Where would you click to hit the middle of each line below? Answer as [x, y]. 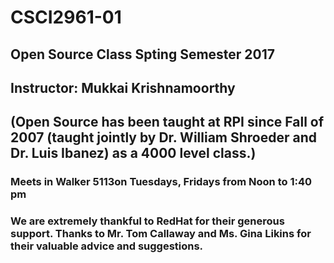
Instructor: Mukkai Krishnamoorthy [123, 87]
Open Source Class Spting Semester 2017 [143, 54]
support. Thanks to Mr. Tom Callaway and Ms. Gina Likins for [161, 234]
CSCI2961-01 [66, 17]
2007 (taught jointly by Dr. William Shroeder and [164, 137]
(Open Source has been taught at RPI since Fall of [167, 122]
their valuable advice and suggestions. [107, 246]
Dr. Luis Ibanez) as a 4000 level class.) [133, 153]
